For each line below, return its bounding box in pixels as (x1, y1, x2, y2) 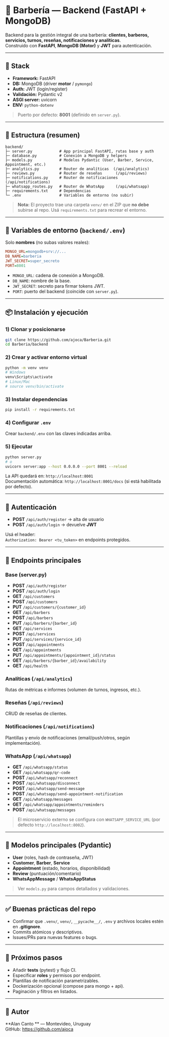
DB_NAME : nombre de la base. (12, 278, 71, 284)
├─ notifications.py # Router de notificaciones (5, 175, 118, 180)
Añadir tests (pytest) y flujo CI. (12, 967, 77, 973)
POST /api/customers (12, 598, 58, 604)
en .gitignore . (12, 923, 42, 929)
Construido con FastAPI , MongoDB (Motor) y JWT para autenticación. (5, 42, 152, 48)
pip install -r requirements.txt (5, 407, 75, 412)
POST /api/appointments (12, 641, 64, 647)
